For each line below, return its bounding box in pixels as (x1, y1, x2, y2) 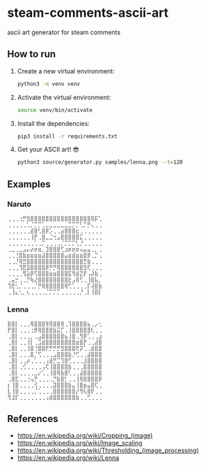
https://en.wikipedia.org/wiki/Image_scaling (17, 439, 143, 447)
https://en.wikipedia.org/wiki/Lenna (17, 454, 120, 462)
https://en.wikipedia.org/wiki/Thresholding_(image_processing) (17, 446, 200, 455)
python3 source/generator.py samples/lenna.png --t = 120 (17, 159, 183, 166)
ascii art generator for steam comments (7, 28, 120, 36)
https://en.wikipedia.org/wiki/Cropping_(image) (17, 431, 153, 440)
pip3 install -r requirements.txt (17, 133, 118, 140)
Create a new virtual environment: (17, 66, 115, 75)
